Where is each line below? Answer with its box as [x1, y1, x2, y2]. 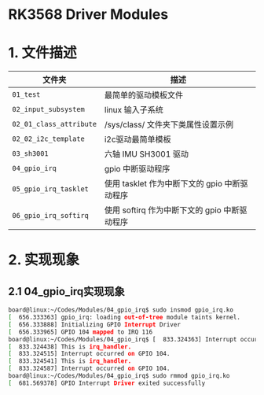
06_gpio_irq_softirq [12, 211, 89, 220]
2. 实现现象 [8, 251, 80, 269]
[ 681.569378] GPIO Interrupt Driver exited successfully [8, 379, 206, 387]
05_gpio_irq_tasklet [12, 185, 89, 194]
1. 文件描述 [8, 44, 77, 62]
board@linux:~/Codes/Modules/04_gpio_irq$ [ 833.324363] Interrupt [8, 335, 237, 343]
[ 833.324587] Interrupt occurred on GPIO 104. [8, 364, 170, 373]
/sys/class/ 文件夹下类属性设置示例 [104, 120, 234, 131]
